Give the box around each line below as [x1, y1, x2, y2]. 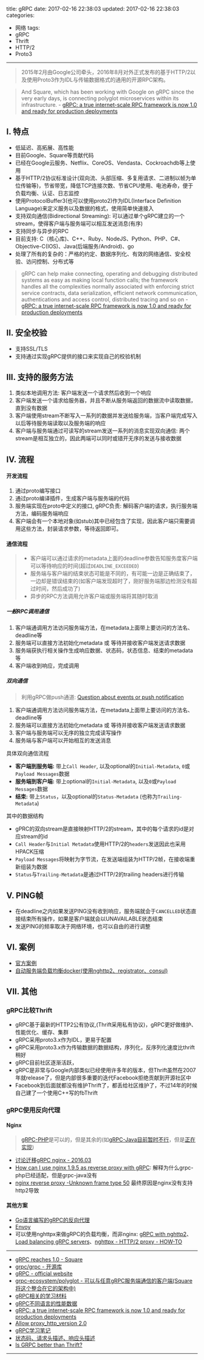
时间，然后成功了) [35, 585, 81, 593]
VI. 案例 [6, 942, 35, 953]
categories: [6, 12, 35, 19]
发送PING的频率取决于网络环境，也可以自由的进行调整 [15, 922, 151, 930]
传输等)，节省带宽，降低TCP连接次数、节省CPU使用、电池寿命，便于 [20, 182, 194, 189]
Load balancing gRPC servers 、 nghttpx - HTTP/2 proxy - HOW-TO [15, 1238, 182, 1245]
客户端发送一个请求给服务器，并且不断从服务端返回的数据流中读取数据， [15, 397, 196, 404]
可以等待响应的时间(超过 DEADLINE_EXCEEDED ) [30, 562, 140, 569]
